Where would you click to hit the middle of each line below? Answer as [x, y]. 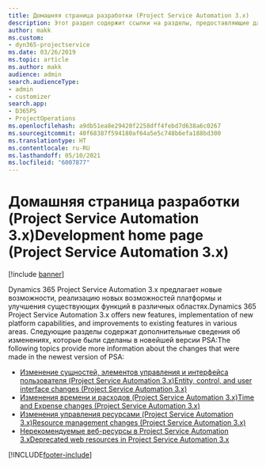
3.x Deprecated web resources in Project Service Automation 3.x [124, 439]
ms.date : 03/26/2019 [42, 52]
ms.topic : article [38, 60]
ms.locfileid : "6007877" [49, 163]
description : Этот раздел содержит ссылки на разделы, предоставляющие [129, 23]
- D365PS [23, 112]
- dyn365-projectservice [49, 45]
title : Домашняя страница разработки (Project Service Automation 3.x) [129, 15]
